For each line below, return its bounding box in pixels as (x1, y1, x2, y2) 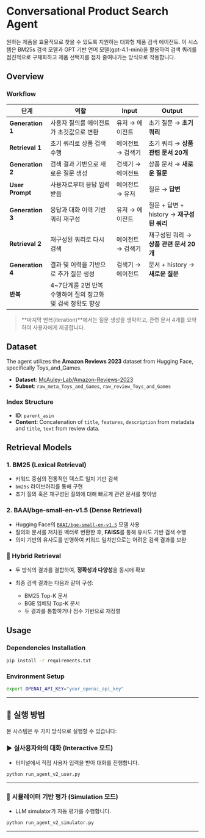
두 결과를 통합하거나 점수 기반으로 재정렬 (24, 607, 121, 615)
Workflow (6, 90, 37, 98)
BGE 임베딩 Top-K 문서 (24, 600, 81, 607)
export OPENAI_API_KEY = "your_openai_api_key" (6, 686, 124, 692)
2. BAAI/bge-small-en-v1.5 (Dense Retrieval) (6, 506, 142, 515)
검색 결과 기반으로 (50, 160, 99, 168)
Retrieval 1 (9, 143, 41, 152)
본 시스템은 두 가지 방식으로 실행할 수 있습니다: (6, 727, 117, 734)
